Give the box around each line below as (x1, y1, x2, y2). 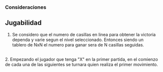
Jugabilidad (5, 19, 42, 27)
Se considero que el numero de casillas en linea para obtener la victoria (12, 31, 156, 37)
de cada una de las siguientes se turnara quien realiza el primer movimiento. (5, 61, 158, 67)
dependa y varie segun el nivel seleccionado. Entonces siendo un (12, 37, 144, 43)
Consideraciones (5, 4, 47, 11)
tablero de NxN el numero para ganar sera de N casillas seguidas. (12, 42, 145, 47)
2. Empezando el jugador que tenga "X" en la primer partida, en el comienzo (5, 56, 158, 62)
